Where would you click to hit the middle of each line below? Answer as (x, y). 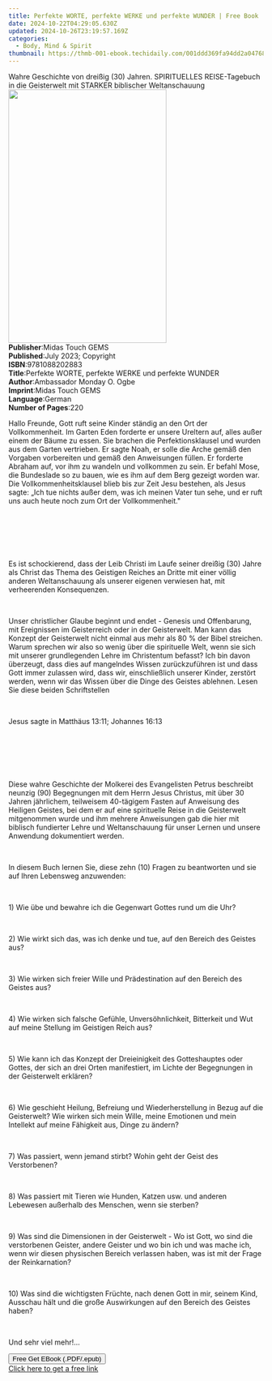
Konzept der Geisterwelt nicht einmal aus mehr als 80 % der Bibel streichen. (136, 638)
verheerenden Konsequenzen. (59, 590)
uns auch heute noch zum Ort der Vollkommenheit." (94, 501)
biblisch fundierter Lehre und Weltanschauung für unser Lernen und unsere (134, 827)
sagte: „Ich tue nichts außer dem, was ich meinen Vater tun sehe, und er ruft (136, 492)
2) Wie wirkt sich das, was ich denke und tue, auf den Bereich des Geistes (132, 939)
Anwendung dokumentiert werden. (66, 836)
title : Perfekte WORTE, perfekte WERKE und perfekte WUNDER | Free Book (134, 16)
